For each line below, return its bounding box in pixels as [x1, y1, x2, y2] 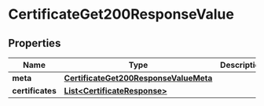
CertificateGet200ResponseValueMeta [64, 72, 213, 83]
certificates [12, 86, 57, 96]
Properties [8, 37, 61, 50]
